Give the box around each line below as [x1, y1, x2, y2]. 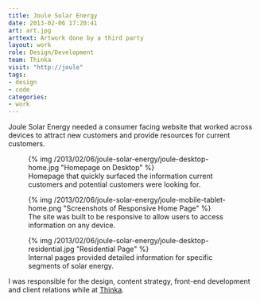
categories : [8, 93, 48, 101]
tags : [8, 71, 26, 79]
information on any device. [28, 220, 116, 230]
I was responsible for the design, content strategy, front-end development [8, 277, 250, 286]
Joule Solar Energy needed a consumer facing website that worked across [8, 122, 253, 132]
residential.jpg [28, 244, 75, 254]
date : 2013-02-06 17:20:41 [8, 19, 98, 27]
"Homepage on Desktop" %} [60, 163, 155, 172]
